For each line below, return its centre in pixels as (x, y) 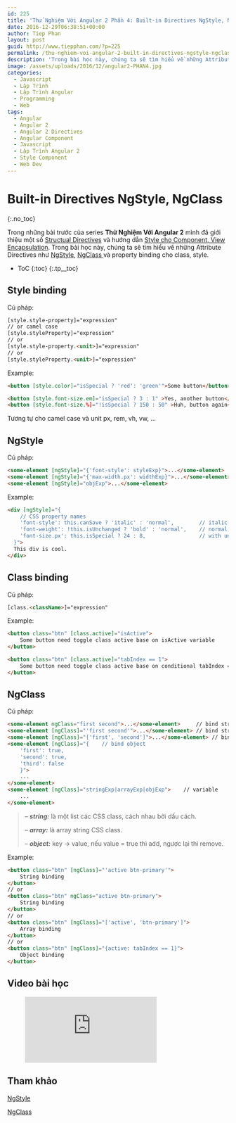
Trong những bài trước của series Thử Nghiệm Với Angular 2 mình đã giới (114, 232)
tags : (15, 112)
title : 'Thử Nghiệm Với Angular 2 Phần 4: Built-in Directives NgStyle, (116, 20)
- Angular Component (44, 138)
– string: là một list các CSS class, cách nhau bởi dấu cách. (110, 816)
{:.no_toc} (21, 218)
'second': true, (44, 757)
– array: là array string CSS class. (73, 830)
